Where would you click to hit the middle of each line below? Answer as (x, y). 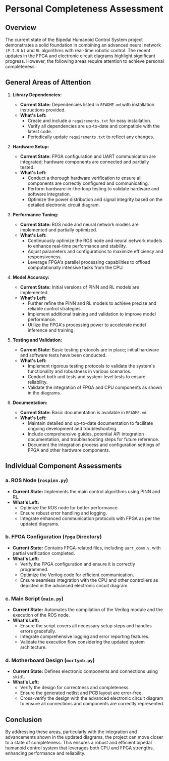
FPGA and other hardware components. (69, 450)
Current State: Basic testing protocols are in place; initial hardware (90, 349)
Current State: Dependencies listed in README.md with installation (87, 104)
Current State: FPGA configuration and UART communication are (88, 156)
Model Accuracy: (31, 277)
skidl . (19, 677)
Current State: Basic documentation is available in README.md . (84, 412)
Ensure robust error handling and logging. (64, 513)
